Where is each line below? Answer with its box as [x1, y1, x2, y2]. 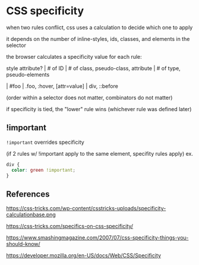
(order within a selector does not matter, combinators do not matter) [6, 94, 173, 101]
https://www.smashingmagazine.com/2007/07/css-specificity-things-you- [6, 234, 189, 241]
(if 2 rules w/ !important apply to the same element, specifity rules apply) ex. [6, 150, 194, 157]
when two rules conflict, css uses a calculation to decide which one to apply [6, 24, 193, 31]
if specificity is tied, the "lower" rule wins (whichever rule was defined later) [6, 105, 192, 112]
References [6, 189, 50, 199]
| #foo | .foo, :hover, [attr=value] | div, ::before [6, 82, 119, 90]
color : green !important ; [11, 167, 76, 173]
